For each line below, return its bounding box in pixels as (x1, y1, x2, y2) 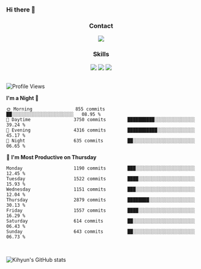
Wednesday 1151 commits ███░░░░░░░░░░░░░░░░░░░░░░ (6, 186, 196, 192)
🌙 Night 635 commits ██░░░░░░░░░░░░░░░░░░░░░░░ (6, 138, 196, 144)
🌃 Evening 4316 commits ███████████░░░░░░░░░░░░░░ (6, 127, 196, 133)
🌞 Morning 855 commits (6, 106, 105, 112)
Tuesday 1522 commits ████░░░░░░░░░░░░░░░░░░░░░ (6, 176, 196, 182)
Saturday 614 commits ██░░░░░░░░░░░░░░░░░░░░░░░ (6, 218, 196, 224)
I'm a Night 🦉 (6, 94, 39, 101)
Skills (93, 50, 110, 59)
